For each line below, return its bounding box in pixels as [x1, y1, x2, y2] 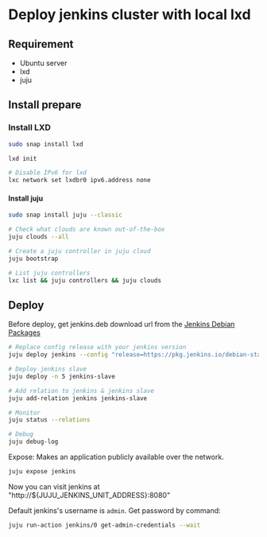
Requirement [8, 37, 74, 51]
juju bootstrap [8, 255, 59, 263]
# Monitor [8, 408, 41, 417]
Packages [8, 328, 41, 337]
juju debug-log [8, 438, 59, 446]
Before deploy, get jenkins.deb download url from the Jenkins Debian [8, 320, 235, 329]
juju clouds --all [8, 233, 69, 241]
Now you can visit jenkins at [8, 481, 100, 491]
